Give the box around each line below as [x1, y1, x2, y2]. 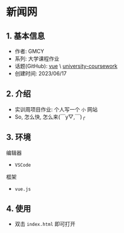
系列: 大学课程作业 [14, 55, 60, 62]
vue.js [14, 186, 31, 192]
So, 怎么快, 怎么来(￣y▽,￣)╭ [14, 113, 86, 120]
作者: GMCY [14, 48, 44, 55]
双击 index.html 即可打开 [14, 221, 76, 228]
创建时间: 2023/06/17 [14, 70, 67, 77]
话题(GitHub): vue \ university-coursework [14, 63, 118, 69]
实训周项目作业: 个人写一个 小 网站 [14, 106, 98, 113]
